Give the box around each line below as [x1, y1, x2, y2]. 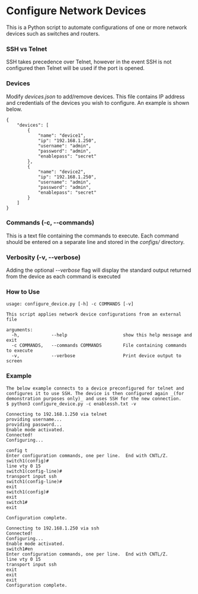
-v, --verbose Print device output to [11, 353, 182, 359]
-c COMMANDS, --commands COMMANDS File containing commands [11, 342, 187, 349]
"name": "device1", [37, 132, 86, 139]
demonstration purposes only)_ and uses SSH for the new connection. [6, 396, 182, 402]
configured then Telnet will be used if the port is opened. [6, 65, 145, 72]
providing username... [6, 416, 62, 422]
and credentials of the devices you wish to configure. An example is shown [6, 99, 190, 106]
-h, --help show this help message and [11, 332, 193, 338]
